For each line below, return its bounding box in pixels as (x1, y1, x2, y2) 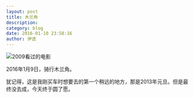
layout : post (6, 8, 38, 15)
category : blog (6, 25, 44, 31)
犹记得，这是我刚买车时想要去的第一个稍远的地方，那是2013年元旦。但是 (6, 78, 183, 85)
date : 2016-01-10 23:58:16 (6, 31, 73, 37)
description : (6, 19, 38, 25)
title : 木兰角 (6, 14, 38, 20)
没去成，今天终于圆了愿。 (11, 86, 74, 92)
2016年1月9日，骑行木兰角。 (6, 66, 75, 73)
